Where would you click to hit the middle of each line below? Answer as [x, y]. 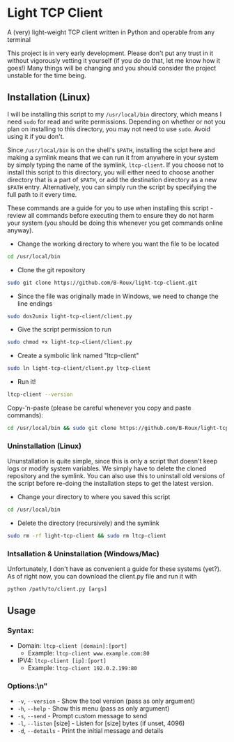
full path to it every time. [42, 194]
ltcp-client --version [40, 395]
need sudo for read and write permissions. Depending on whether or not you [117, 121]
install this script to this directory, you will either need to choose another [111, 172]
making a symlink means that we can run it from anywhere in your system [113, 157]
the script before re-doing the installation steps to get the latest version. [110, 484]
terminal [19, 39]
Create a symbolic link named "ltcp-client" [78, 356]
